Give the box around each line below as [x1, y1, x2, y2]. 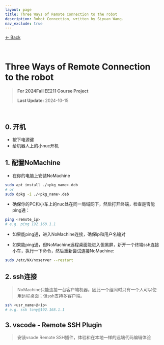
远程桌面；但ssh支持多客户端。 [21, 293, 85, 299]
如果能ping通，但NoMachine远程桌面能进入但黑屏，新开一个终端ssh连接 [12, 242, 160, 248]
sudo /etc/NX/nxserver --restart [5, 258, 74, 263]
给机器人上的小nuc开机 [12, 143, 59, 148]
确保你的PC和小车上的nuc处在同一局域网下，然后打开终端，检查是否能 [12, 201, 155, 207]
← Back [5, 34, 21, 40]
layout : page [5, 7, 32, 12]
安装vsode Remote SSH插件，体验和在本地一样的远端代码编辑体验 [17, 335, 151, 341]
